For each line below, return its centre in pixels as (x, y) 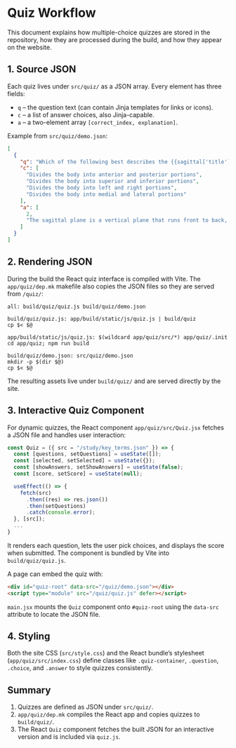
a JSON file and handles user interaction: (67, 435)
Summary (29, 690)
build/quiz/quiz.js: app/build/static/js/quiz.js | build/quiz (102, 319)
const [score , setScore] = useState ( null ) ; (78, 474)
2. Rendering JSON (50, 262)
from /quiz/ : (25, 293)
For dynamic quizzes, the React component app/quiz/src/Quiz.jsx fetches (116, 427)
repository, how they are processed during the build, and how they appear (115, 39)
